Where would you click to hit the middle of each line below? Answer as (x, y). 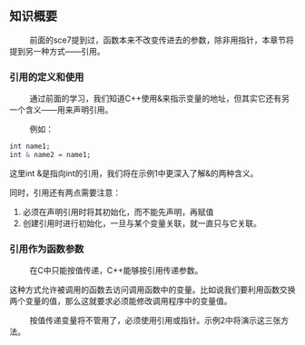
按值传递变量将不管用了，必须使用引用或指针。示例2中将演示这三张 (155, 320)
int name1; (30, 147)
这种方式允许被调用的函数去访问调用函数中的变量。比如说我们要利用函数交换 (152, 290)
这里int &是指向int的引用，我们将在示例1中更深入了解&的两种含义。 (134, 173)
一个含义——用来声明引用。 (61, 110)
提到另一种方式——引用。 (57, 51)
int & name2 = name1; (50, 154)
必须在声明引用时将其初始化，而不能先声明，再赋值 (118, 212)
